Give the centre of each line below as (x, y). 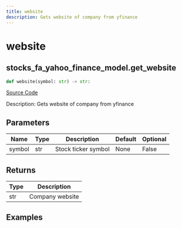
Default (126, 139)
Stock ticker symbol (82, 149)
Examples (24, 218)
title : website (25, 11)
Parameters (28, 122)
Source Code (22, 92)
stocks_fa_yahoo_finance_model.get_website (91, 68)
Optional (154, 139)
